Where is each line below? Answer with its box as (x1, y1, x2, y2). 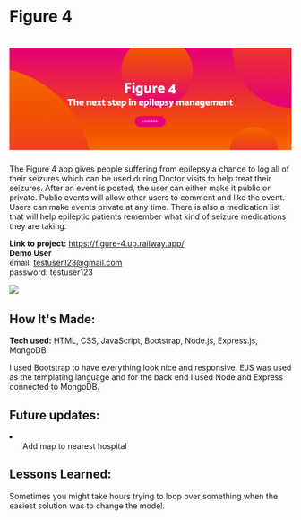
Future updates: (9, 407, 100, 423)
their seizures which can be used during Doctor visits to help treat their (9, 173, 271, 184)
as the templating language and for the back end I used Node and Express (9, 372, 284, 383)
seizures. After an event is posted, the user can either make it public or (9, 182, 271, 194)
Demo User (9, 248, 52, 259)
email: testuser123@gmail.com (9, 258, 123, 269)
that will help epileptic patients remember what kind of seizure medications (9, 211, 287, 222)
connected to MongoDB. (9, 382, 100, 392)
